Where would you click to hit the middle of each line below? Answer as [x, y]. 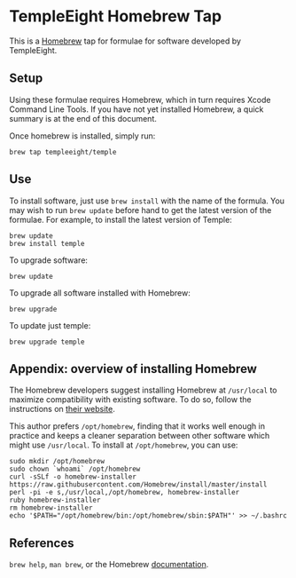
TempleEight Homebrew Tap [116, 16]
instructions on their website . [62, 409]
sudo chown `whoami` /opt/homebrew [75, 469]
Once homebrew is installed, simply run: [82, 136]
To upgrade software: [49, 260]
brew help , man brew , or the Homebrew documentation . [109, 565]
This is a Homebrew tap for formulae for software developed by [125, 41]
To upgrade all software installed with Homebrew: [100, 293]
